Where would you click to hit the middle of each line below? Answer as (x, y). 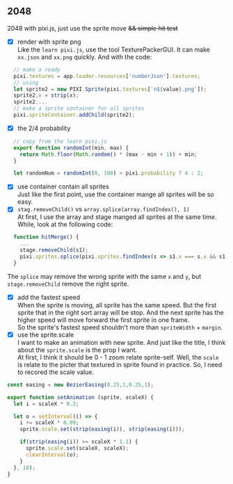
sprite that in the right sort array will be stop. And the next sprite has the (120, 312)
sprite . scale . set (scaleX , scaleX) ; (77, 449)
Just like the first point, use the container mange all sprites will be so (115, 195)
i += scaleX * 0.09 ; (49, 423)
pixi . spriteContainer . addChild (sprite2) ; (74, 115)
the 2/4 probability (44, 128)
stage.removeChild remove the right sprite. (68, 284)
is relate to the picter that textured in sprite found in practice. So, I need (120, 364)
